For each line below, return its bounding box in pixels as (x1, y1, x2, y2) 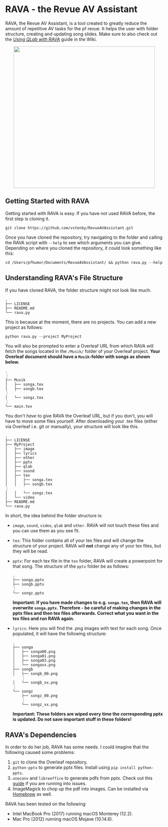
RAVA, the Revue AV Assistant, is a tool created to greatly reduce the (5, 20, 147, 26)
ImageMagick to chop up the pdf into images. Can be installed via (12, 786, 148, 792)
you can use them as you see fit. (12, 527, 80, 533)
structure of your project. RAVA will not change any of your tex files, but (12, 542, 161, 548)
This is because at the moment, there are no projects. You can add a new (5, 319, 156, 325)
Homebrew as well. (12, 791, 53, 797)
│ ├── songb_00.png (12, 671, 58, 676)
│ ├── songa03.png (12, 658, 56, 663)
